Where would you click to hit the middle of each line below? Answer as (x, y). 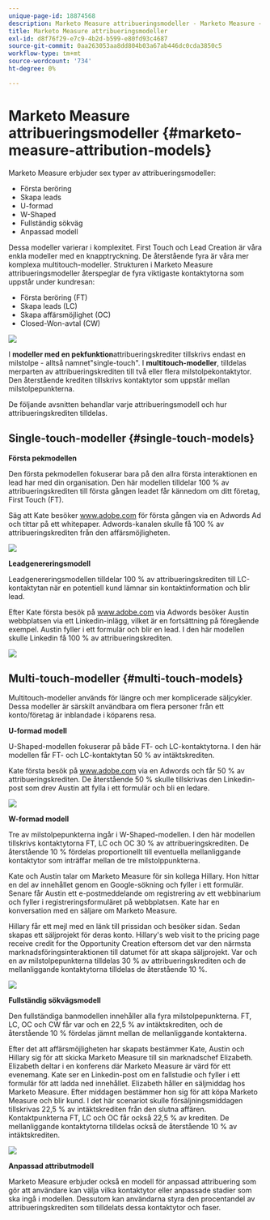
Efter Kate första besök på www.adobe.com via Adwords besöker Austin (129, 612)
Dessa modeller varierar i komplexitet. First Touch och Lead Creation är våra (135, 247)
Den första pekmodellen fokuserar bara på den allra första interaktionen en (133, 473)
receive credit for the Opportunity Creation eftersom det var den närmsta (130, 944)
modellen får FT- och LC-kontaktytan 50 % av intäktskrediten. (112, 756)
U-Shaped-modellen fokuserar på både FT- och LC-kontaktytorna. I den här (135, 747)
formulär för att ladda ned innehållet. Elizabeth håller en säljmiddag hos (127, 1084)
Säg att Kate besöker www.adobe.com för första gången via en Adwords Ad (135, 515)
